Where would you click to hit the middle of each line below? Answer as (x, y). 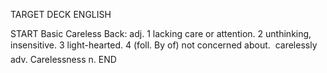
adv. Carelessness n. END (63, 59)
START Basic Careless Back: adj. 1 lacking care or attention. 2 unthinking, (161, 33)
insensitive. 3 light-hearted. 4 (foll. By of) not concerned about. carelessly (164, 45)
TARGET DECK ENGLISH (61, 14)
